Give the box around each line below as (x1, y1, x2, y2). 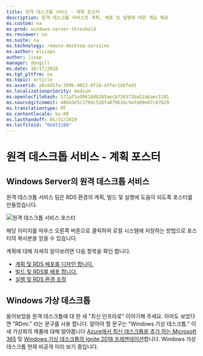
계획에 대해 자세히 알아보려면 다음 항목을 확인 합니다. (6, 248, 131, 255)
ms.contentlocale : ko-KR (6, 111, 69, 117)
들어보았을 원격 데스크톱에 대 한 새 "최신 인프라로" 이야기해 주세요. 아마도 (6, 312, 179, 319)
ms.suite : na (6, 37, 39, 43)
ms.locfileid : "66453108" (6, 122, 72, 128)
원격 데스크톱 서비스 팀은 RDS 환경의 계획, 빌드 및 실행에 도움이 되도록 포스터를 (6, 194, 193, 201)
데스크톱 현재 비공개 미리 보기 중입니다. (6, 343, 99, 350)
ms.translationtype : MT (6, 105, 67, 111)
